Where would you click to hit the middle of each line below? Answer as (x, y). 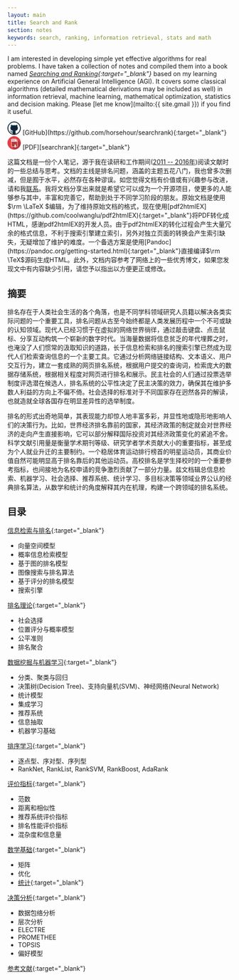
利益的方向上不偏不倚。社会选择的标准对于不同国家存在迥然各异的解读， (126, 392)
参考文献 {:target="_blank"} (47, 968)
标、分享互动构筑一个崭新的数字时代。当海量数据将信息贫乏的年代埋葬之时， (119, 339)
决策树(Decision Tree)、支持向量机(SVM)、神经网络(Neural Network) (118, 686)
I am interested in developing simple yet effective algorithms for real (107, 59)
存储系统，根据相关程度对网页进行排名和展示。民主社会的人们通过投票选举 (122, 375)
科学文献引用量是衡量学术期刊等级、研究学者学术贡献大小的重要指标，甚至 (116, 443)
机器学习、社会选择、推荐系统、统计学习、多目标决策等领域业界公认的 (122, 479)
